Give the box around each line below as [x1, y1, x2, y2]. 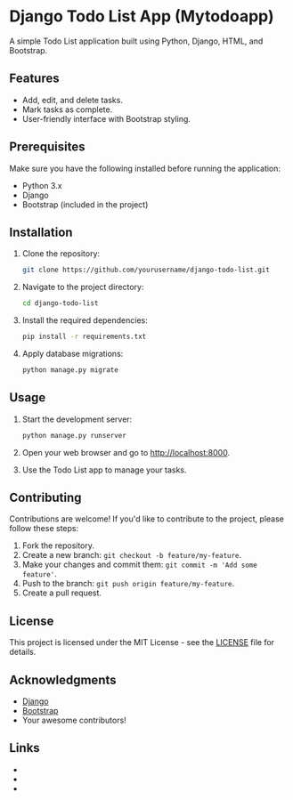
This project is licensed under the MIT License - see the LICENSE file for [9, 637, 274, 648]
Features [9, 71, 60, 86]
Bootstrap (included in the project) [21, 198, 149, 210]
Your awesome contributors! [21, 715, 126, 725]
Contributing [9, 489, 82, 505]
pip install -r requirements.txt [21, 332, 147, 342]
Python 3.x [21, 180, 62, 190]
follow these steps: [9, 523, 78, 534]
